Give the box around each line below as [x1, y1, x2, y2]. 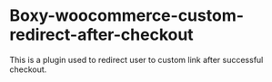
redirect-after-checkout [9, 24, 194, 45]
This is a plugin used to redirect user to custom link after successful [9, 54, 264, 65]
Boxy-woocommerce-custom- [9, 5, 244, 26]
